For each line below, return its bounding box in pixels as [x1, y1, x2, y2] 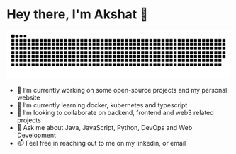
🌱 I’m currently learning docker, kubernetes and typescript [16, 100, 188, 109]
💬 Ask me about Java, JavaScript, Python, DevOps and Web [16, 123, 193, 131]
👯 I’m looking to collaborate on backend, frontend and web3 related [16, 108, 214, 117]
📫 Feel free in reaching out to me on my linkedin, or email [16, 138, 186, 147]
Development [16, 131, 57, 139]
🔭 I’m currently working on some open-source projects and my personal [16, 85, 227, 94]
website [16, 93, 40, 102]
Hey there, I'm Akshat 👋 [6, 6, 148, 23]
